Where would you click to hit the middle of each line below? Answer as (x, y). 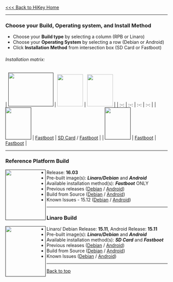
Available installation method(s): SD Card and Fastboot (105, 240)
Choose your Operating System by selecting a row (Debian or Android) (89, 42)
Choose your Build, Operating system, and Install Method (79, 25)
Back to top (59, 271)
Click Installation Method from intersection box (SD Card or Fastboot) (87, 48)
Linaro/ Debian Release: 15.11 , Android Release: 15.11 (102, 229)
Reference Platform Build (37, 161)
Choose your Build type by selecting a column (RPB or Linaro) (79, 37)
